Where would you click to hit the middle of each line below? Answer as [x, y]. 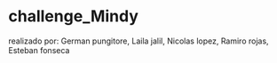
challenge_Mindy [73, 16]
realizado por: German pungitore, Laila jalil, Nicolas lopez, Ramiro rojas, [138, 41]
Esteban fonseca [39, 50]
